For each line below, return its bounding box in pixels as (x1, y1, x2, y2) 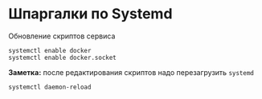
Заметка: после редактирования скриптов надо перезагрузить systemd (8, 67, 255, 77)
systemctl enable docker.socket (8, 53, 117, 61)
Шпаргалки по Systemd (8, 5, 173, 23)
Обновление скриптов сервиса (8, 31, 116, 41)
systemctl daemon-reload (8, 83, 92, 91)
